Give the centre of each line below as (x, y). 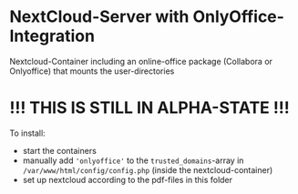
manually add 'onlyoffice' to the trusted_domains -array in (133, 160)
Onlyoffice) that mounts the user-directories (92, 71)
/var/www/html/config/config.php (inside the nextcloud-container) (148, 169)
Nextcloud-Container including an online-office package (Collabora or (141, 61)
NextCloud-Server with (99, 17)
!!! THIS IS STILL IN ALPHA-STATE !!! (149, 108)
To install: (27, 133)
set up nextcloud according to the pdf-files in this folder (128, 179)
